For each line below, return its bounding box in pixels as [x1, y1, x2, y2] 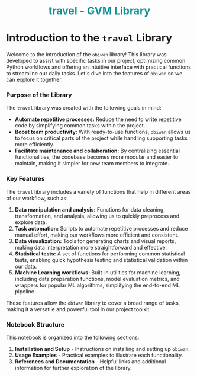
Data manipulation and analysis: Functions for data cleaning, [14, 206, 166, 213]
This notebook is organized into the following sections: [6, 334, 140, 341]
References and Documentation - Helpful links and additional [14, 358, 166, 365]
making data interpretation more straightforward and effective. [14, 244, 167, 251]
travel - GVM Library [48, 4, 151, 18]
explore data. [14, 218, 47, 226]
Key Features [6, 175, 46, 183]
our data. [14, 263, 37, 270]
